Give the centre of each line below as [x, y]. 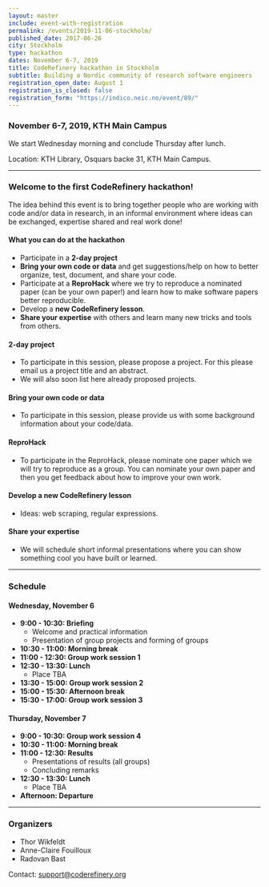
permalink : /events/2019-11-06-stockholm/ [80, 30]
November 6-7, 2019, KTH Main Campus [88, 126]
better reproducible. [53, 301]
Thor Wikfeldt [42, 841]
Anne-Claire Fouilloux [56, 850]
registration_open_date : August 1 [66, 83]
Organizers [30, 824]
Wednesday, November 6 [51, 606]
